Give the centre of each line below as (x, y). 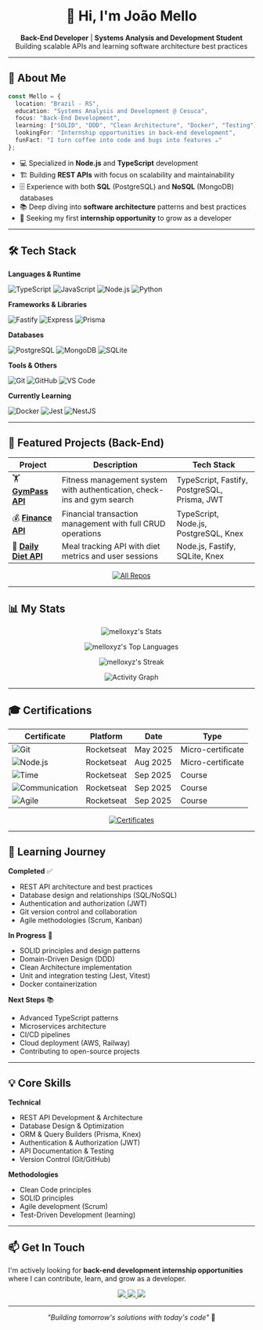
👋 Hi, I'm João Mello (131, 16)
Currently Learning (40, 395)
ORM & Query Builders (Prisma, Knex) (80, 1134)
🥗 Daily (25, 547)
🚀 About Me (37, 78)
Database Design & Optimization (72, 1126)
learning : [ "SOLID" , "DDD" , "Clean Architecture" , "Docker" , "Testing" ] (136, 126)
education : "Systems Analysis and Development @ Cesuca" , (112, 111)
